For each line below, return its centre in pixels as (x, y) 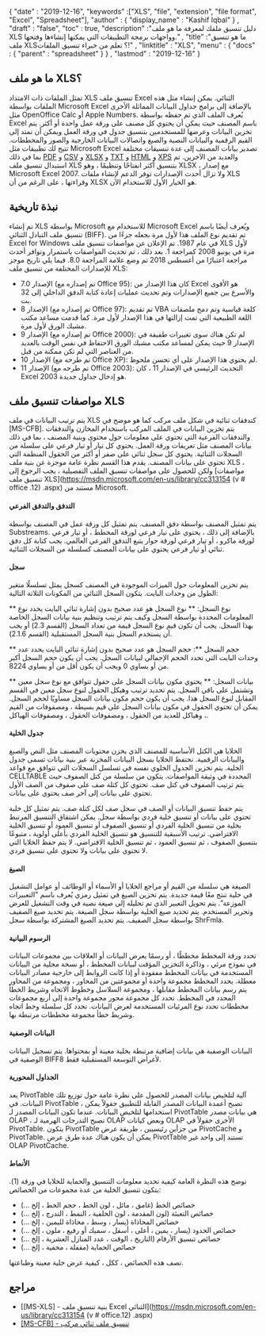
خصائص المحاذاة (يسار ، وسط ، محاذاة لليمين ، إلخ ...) (99, 1222)
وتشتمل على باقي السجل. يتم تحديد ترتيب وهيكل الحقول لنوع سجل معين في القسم (131, 689)
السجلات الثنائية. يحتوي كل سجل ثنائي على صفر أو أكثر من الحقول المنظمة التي (125, 454)
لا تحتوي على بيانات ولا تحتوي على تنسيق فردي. (79, 850)
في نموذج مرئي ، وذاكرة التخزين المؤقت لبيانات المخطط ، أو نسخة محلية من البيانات (133, 964)
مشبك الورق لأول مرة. (53, 325)
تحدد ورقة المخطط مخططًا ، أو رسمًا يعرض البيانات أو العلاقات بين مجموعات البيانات (133, 956)
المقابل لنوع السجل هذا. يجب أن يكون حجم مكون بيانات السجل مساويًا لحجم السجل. (133, 698)
